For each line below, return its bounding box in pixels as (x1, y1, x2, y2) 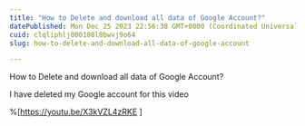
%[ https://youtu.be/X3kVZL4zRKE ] (9, 106, 143, 118)
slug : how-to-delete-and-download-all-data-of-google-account (9, 38, 250, 48)
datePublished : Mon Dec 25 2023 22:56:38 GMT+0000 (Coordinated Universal (9, 22, 299, 31)
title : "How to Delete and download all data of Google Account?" (9, 13, 266, 23)
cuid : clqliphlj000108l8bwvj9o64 (9, 30, 136, 39)
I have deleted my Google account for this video (9, 89, 189, 100)
